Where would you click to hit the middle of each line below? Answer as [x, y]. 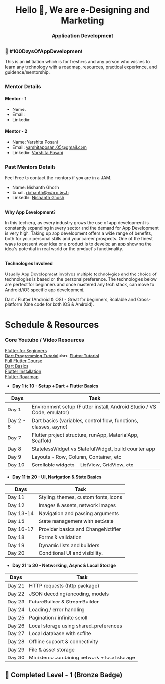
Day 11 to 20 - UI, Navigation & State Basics [57, 477]
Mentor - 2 [16, 131]
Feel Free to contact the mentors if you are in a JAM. [58, 178]
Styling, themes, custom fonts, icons [81, 497]
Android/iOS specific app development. [45, 290]
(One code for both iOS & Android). [58, 304]
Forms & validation [60, 537]
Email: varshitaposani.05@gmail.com [49, 147]
